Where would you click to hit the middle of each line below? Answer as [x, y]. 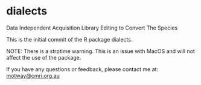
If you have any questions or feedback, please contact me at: [82, 69]
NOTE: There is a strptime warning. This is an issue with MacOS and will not [101, 51]
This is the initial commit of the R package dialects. [69, 39]
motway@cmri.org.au [33, 75]
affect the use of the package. [44, 57]
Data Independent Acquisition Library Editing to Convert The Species [92, 28]
